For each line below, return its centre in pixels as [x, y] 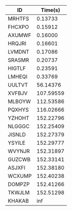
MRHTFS [19, 19]
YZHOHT [19, 118]
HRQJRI [17, 44]
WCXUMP [20, 176]
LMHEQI [18, 77]
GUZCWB [19, 159]
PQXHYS [18, 110]
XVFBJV [18, 93]
